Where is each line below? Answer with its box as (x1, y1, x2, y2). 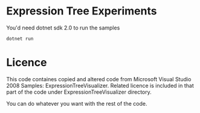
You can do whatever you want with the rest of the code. (6, 100, 147, 107)
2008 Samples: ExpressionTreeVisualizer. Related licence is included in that (6, 82, 195, 89)
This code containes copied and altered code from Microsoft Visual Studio (6, 75, 192, 82)
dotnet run (6, 35, 34, 41)
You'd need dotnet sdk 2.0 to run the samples (6, 24, 120, 31)
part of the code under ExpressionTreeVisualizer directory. (6, 88, 152, 96)
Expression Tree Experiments (6, 4, 157, 18)
